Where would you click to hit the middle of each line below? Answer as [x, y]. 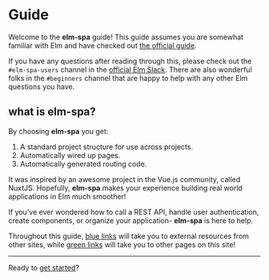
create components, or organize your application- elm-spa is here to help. [131, 220]
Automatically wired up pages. [70, 155]
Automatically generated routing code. [83, 164]
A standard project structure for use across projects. [106, 147]
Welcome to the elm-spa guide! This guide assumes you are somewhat [126, 37]
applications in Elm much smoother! [67, 196]
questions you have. [42, 87]
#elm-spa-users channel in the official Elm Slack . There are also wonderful [130, 69]
